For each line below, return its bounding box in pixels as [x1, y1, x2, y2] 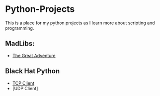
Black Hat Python [5, 67, 60, 75]
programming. [5, 25, 34, 31]
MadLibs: [5, 40, 35, 48]
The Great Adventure [12, 52, 56, 58]
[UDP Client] [12, 85, 38, 91]
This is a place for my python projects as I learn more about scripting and [5, 20, 155, 26]
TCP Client [12, 80, 35, 86]
